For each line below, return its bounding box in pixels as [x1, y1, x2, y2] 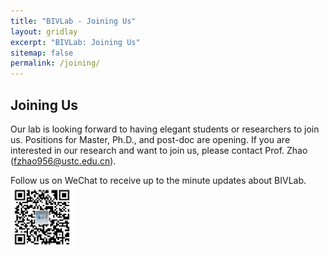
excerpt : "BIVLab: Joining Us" [10, 37, 141, 47]
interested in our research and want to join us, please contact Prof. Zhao [10, 144, 308, 156]
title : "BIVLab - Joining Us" [10, 16, 137, 26]
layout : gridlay [10, 26, 78, 37]
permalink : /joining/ [10, 58, 101, 69]
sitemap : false [10, 48, 74, 58]
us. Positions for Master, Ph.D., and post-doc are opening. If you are [10, 133, 291, 145]
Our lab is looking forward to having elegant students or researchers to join [10, 123, 320, 135]
